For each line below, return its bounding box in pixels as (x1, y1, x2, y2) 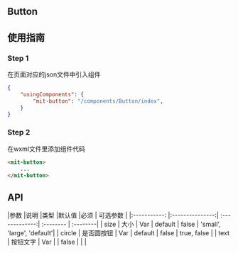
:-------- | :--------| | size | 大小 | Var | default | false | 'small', (41, 220, 222, 229)
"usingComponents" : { (20, 91, 84, 98)
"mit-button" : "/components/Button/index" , (33, 97, 163, 105)
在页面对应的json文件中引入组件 (7, 70, 101, 79)
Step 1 (7, 53, 29, 63)
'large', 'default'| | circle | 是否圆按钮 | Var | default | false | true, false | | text (7, 229, 229, 237)
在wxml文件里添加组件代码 (7, 145, 85, 153)
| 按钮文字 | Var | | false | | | (7, 237, 87, 247)
